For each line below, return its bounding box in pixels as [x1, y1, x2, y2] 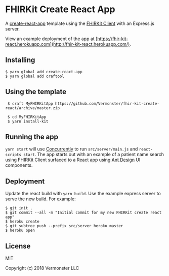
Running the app [5, 132, 58, 141]
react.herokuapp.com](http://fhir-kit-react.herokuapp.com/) [5, 41, 130, 47]
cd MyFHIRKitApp [12, 114, 47, 119]
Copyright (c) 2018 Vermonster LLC [5, 265, 79, 271]
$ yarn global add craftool [5, 74, 65, 79]
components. [5, 162, 33, 168]
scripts [5, 152, 22, 158]
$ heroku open [5, 228, 35, 233]
